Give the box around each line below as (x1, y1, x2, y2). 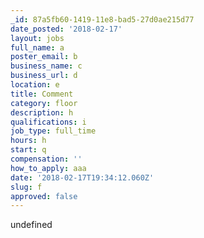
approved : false (10, 191, 78, 201)
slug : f (10, 182, 43, 192)
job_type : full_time (10, 126, 97, 136)
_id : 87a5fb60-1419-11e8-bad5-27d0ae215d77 (10, 14, 195, 25)
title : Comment (10, 89, 74, 99)
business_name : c (10, 61, 83, 71)
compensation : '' (10, 154, 83, 164)
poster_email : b (10, 52, 78, 62)
